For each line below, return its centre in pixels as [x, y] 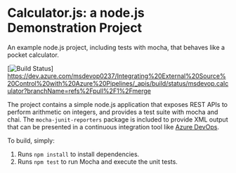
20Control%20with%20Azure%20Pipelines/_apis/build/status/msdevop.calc [118, 83]
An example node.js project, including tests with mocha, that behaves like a [116, 47]
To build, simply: [31, 140]
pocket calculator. [33, 55]
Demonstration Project [75, 28]
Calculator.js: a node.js [76, 13]
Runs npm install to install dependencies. [78, 154]
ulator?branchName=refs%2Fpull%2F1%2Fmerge [79, 91]
